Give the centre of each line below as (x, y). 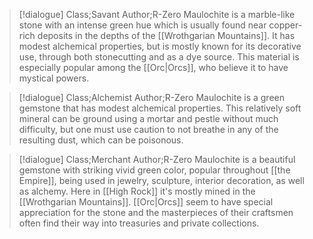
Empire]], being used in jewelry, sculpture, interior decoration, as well (161, 180)
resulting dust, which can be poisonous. (101, 140)
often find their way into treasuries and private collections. (139, 223)
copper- (285, 25)
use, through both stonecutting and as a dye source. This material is (159, 57)
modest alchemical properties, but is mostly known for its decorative (160, 46)
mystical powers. (54, 78)
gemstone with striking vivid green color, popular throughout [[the (154, 170)
